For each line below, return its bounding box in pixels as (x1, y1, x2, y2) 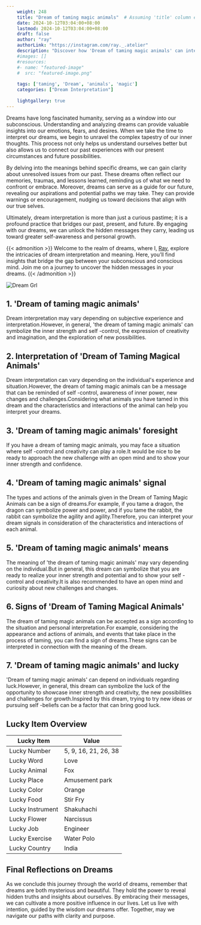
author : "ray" (17, 37, 52, 43)
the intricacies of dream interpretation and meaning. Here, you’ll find (6, 251, 175, 258)
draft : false (17, 31, 50, 37)
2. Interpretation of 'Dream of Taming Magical (6, 351, 181, 361)
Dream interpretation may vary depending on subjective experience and (6, 315, 184, 322)
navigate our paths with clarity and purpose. (6, 912, 115, 919)
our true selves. (6, 202, 45, 210)
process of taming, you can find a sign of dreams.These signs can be (6, 636, 177, 644)
